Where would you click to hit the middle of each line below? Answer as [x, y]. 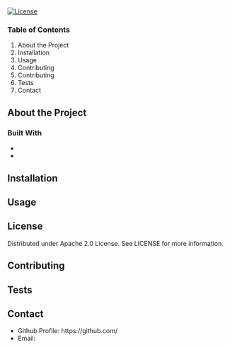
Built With [25, 133]
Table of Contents [39, 30]
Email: [27, 338]
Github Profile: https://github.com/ [68, 331]
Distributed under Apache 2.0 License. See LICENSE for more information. [116, 243]
